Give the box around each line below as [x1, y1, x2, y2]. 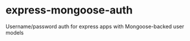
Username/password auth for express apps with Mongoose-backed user [5, 23, 185, 30]
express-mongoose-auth [5, 4, 133, 17]
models [5, 29, 24, 36]
